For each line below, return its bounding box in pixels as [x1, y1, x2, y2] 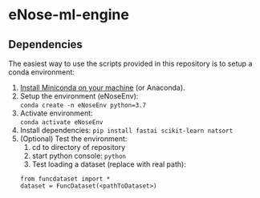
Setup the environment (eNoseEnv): [19, 91, 139, 101]
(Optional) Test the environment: [19, 134, 128, 143]
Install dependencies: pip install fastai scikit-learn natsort [19, 126, 234, 135]
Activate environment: [19, 108, 94, 118]
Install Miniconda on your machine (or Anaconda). [19, 83, 186, 92]
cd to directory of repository [31, 143, 126, 152]
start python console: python [31, 151, 127, 160]
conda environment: [8, 67, 75, 77]
